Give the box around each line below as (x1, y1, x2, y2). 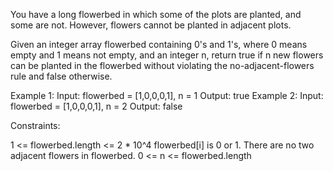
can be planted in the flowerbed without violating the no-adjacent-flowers (10, 60, 315, 71)
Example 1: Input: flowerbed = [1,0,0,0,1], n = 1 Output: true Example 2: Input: (10, 90, 324, 101)
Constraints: (10, 120, 61, 131)
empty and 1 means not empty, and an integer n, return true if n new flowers (10, 49, 324, 61)
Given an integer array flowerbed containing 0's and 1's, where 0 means (10, 39, 308, 50)
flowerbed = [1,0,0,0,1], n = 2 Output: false (10, 100, 183, 112)
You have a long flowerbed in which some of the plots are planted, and (10, 9, 302, 20)
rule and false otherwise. (10, 70, 113, 82)
